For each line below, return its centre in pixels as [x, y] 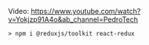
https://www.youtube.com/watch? [86, 11]
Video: [19, 11]
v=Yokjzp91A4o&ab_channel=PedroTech [73, 19]
